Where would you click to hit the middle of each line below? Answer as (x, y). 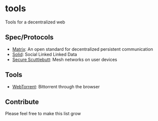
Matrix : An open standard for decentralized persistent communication (82, 49)
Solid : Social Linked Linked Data (45, 54)
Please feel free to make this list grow (43, 114)
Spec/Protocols (29, 37)
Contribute (22, 102)
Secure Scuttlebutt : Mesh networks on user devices (65, 60)
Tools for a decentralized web (35, 22)
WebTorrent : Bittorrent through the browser (56, 86)
